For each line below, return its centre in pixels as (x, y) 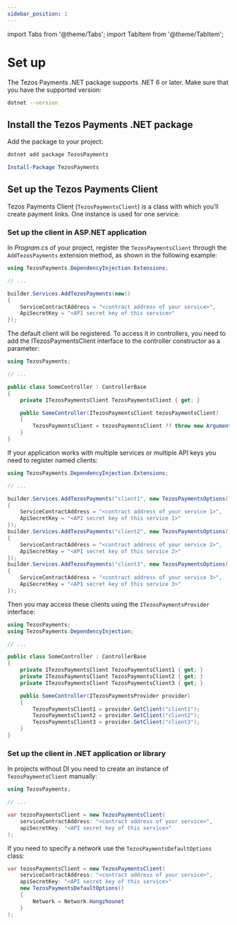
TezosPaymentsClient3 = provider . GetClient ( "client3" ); (116, 722)
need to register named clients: (53, 460)
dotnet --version (33, 103)
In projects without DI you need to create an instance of (88, 769)
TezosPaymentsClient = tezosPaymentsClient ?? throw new (118, 426)
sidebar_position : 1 (38, 14)
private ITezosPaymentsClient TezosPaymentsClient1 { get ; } (111, 670)
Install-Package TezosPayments (53, 168)
